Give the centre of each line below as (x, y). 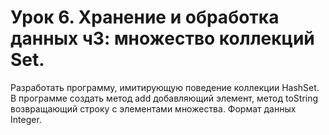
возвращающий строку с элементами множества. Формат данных (153, 108)
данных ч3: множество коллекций (162, 38)
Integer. (26, 119)
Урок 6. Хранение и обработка (145, 17)
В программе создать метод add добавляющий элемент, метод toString (164, 98)
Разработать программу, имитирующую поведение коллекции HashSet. (165, 87)
